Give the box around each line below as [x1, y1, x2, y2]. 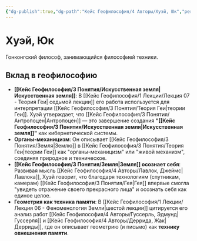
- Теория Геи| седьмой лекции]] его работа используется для [14, 98, 170, 106]
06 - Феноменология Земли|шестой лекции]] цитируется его [34, 205, 188, 212]
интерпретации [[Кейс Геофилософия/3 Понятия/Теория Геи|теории [14, 105, 186, 112]
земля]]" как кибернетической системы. [14, 130, 118, 137]
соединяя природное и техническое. [14, 155, 107, 162]
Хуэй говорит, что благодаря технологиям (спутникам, [42, 173, 181, 180]
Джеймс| [159, 167, 183, 174]
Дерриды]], [14, 223, 44, 230]
